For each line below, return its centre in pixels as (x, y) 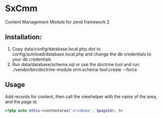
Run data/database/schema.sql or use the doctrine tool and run (76, 64)
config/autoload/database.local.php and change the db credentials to (82, 54)
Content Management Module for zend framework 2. (58, 22)
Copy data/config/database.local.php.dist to (56, 49)
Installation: (24, 37)
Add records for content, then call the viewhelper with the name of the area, (81, 96)
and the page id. (21, 101)
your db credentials (32, 59)
